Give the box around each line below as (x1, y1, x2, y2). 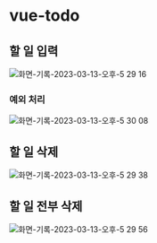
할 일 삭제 (9, 144, 59, 160)
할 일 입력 (9, 43, 59, 58)
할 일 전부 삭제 (9, 198, 83, 213)
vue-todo (9, 5, 80, 26)
